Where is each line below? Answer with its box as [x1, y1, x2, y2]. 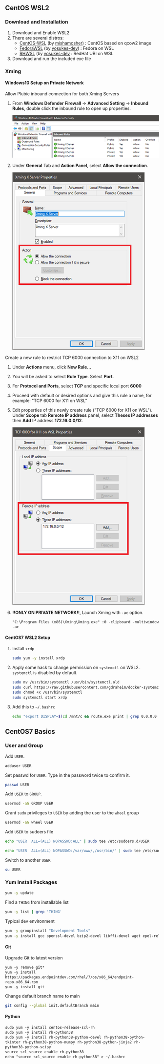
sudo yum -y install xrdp [12, 656, 65, 660]
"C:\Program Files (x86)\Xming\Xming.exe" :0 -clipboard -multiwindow [12, 619, 159, 624]
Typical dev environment [5, 918, 55, 924]
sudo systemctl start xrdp [12, 695, 67, 700]
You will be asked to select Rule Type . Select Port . [12, 373, 114, 379]
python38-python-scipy [5, 1044, 51, 1049]
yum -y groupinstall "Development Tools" [5, 928, 91, 933]
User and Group [5, 742, 43, 749]
